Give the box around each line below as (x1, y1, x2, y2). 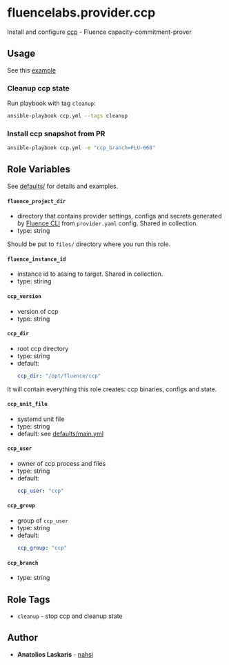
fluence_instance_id (7, 256, 67, 263)
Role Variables (7, 164, 70, 176)
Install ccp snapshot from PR (7, 129, 106, 138)
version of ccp (17, 307, 59, 315)
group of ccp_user (17, 516, 69, 525)
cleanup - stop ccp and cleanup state (17, 612, 123, 620)
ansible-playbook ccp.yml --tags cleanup (7, 113, 128, 120)
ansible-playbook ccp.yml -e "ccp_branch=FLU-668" (7, 144, 156, 151)
